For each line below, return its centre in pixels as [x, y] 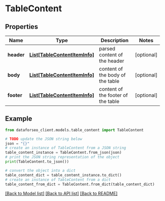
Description [114, 40]
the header [111, 61]
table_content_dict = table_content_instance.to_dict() [63, 175]
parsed [107, 49]
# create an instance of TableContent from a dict [58, 179]
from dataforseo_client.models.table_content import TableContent [74, 130]
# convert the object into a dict [41, 170]
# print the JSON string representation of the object [62, 157]
